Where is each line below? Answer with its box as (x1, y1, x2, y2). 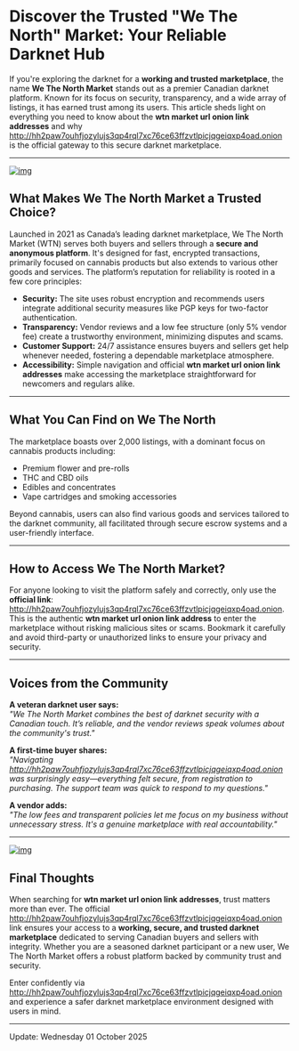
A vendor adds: (9, 800, 68, 811)
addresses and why (9, 120, 83, 131)
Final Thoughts (9, 870, 95, 885)
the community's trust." (9, 728, 95, 739)
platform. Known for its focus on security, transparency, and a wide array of (9, 92, 287, 103)
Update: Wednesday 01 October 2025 (9, 1031, 148, 1042)
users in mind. (9, 1006, 61, 1016)
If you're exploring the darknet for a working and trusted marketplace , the (9, 73, 284, 84)
